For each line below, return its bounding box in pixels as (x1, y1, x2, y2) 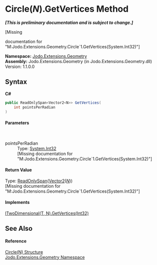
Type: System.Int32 (17, 145, 57, 151)
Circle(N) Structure (5, 249, 43, 255)
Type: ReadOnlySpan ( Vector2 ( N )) (5, 177, 73, 184)
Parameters (5, 120, 29, 126)
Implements (5, 199, 30, 205)
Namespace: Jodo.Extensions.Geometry (5, 53, 87, 59)
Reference (5, 238, 27, 244)
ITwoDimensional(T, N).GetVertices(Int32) (5, 210, 89, 216)
